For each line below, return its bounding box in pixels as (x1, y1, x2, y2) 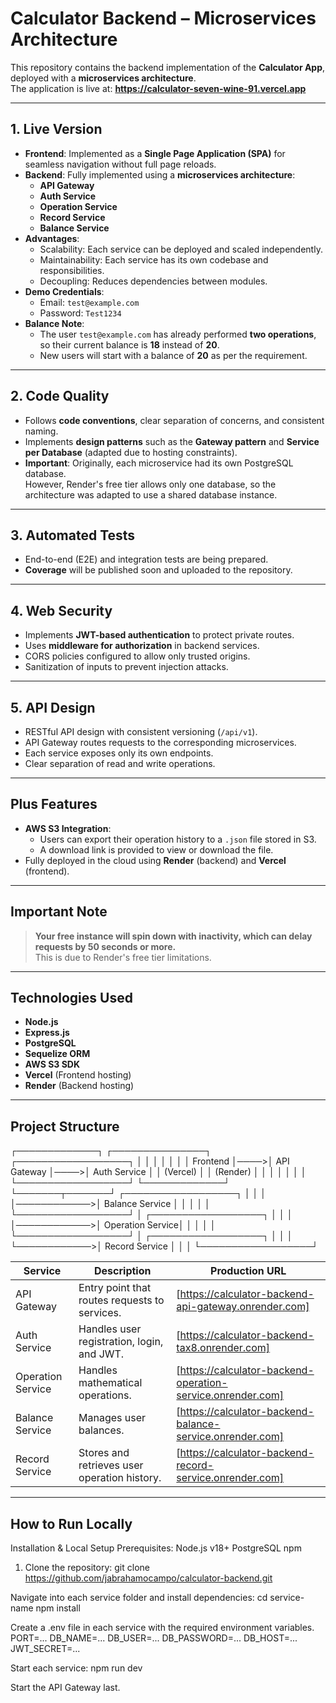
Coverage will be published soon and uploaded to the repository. (24, 564, 293, 576)
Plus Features (10, 796, 98, 813)
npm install (35, 1602, 81, 1614)
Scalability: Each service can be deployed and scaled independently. (39, 243, 323, 255)
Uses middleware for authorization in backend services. (24, 640, 260, 652)
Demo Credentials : (24, 285, 105, 297)
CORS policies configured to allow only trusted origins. (24, 650, 251, 662)
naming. (24, 425, 59, 437)
